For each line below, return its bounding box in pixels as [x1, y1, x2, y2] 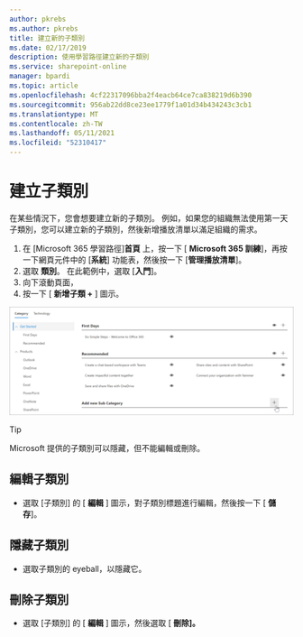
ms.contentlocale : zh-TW [9, 119, 103, 128]
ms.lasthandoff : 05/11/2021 [9, 129, 115, 138]
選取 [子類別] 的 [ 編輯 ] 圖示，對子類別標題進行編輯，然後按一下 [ [22, 497, 266, 508]
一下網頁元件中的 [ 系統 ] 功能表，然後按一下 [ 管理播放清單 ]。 [22, 254, 247, 265]
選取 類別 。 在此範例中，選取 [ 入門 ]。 [22, 265, 162, 276]
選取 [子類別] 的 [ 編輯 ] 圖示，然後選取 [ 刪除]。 [22, 618, 201, 629]
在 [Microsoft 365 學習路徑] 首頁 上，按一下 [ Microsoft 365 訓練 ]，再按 [22, 243, 289, 254]
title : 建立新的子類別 [9, 33, 86, 42]
